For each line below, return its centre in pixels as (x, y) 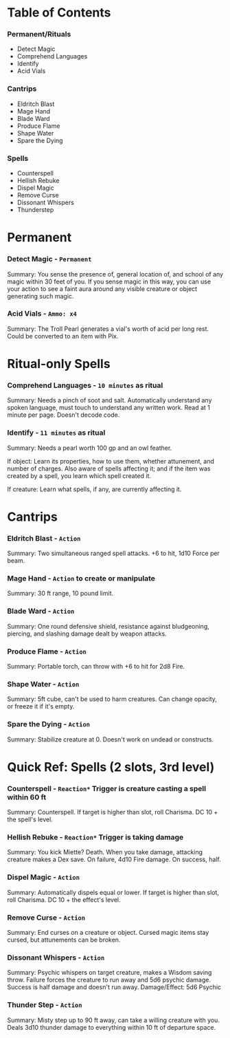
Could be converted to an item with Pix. (63, 336)
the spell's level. (30, 819)
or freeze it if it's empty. (41, 706)
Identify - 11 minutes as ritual (56, 433)
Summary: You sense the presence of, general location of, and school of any (115, 274)
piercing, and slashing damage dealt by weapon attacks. (87, 634)
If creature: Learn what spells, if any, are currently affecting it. (94, 489)
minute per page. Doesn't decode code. (64, 415)
